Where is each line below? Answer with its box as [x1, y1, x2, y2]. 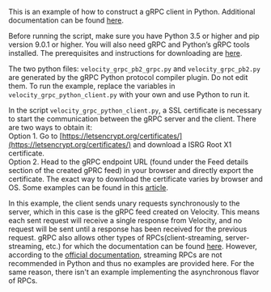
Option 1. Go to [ [8, 131, 63, 141]
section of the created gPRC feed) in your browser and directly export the [8, 166, 254, 175]
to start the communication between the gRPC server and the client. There [8, 114, 257, 124]
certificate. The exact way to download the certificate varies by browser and [8, 174, 263, 184]
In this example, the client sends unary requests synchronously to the [8, 198, 240, 208]
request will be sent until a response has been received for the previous [8, 224, 248, 234]
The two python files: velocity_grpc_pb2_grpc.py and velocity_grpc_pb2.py [8, 64, 260, 74]
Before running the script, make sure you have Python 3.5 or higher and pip [8, 32, 260, 40]
